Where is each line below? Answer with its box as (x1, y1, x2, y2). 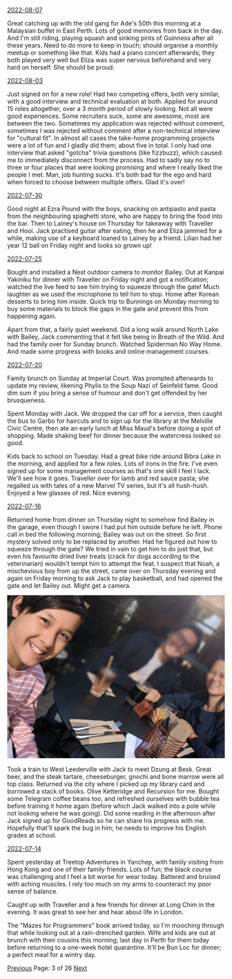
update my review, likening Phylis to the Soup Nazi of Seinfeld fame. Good (7, 382, 218, 389)
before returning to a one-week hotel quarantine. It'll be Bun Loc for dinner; (7, 943, 222, 951)
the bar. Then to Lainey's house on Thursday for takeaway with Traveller (7, 219, 213, 227)
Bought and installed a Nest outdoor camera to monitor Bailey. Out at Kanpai (7, 268, 224, 276)
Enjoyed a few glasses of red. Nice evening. (7, 489, 132, 497)
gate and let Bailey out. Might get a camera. (7, 582, 131, 589)
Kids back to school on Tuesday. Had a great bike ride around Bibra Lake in (7, 452, 221, 460)
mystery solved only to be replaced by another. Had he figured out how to (7, 537, 217, 546)
